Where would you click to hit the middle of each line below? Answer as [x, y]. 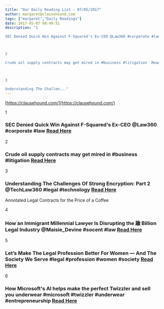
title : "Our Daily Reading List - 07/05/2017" [53, 10]
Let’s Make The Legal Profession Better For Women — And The [81, 253]
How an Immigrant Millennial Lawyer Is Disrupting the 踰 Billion [81, 224]
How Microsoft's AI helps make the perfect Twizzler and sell [78, 288]
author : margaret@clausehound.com [40, 14]
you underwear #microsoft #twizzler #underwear [65, 294]
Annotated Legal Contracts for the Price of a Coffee [57, 200]
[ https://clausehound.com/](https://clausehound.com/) [60, 103]
